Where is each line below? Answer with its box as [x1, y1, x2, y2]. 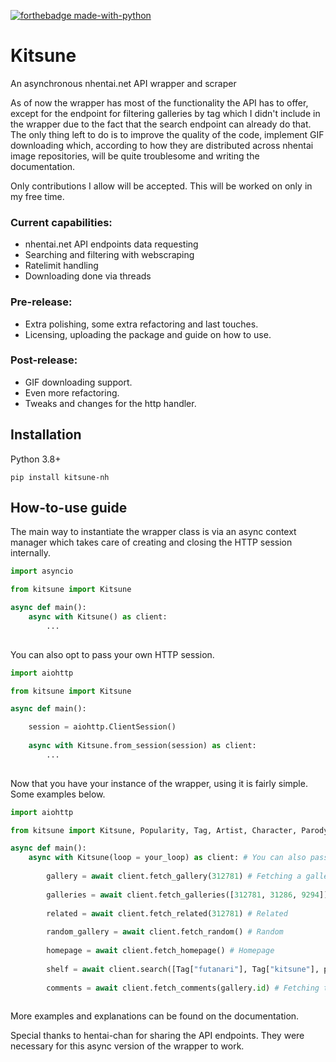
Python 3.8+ [10, 453, 62, 465]
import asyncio [10, 566, 74, 577]
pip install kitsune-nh [10, 472, 110, 482]
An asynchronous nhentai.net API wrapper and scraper [10, 77, 237, 89]
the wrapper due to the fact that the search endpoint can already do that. [10, 118, 312, 130]
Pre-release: [10, 295, 73, 309]
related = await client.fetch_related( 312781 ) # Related [46, 908, 288, 919]
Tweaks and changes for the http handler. [24, 397, 197, 409]
